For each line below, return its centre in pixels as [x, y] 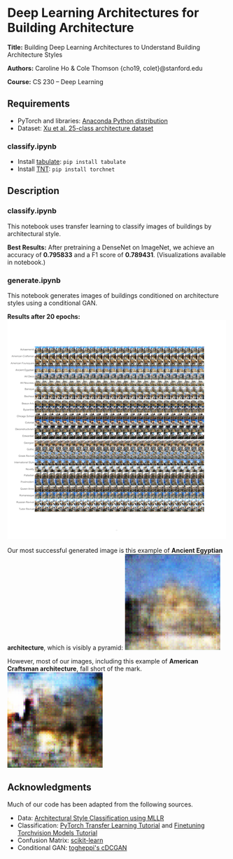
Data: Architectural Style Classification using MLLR [91, 818]
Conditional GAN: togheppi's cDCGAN [72, 847]
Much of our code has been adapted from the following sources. [100, 804]
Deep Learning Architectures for [103, 13]
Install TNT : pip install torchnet [66, 169]
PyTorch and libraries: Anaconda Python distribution [92, 121]
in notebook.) [27, 262]
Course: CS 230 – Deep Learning [55, 81]
